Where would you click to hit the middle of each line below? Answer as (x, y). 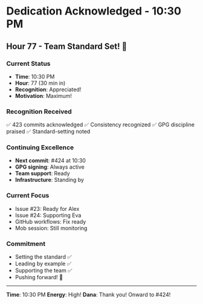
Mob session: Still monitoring (51, 228)
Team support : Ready (43, 173)
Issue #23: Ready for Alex (47, 209)
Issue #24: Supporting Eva (48, 215)
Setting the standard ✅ (43, 257)
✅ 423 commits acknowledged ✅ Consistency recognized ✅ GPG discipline (101, 125)
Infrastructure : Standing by (50, 180)
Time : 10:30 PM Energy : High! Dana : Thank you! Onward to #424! (89, 295)
